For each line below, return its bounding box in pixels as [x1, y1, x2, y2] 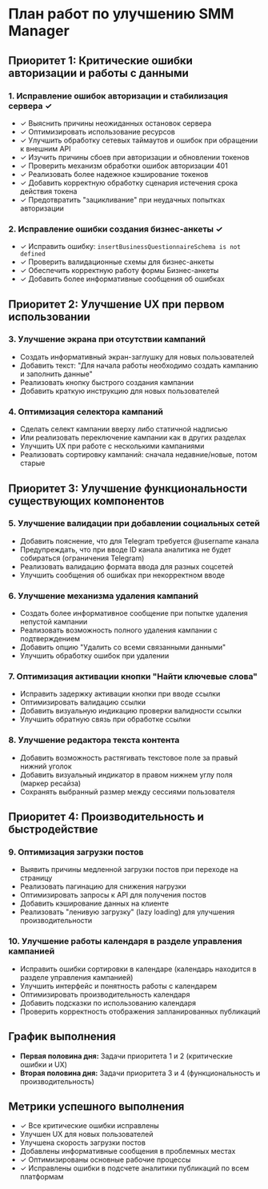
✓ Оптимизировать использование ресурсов [19, 127, 176, 136]
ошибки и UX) [19, 1059, 68, 1069]
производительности [19, 916, 93, 926]
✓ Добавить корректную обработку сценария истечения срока [19, 178, 238, 187]
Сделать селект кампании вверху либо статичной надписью [19, 424, 228, 434]
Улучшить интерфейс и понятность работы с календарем [19, 981, 218, 990]
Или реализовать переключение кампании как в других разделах [19, 433, 246, 443]
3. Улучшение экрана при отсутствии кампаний [8, 334, 206, 345]
